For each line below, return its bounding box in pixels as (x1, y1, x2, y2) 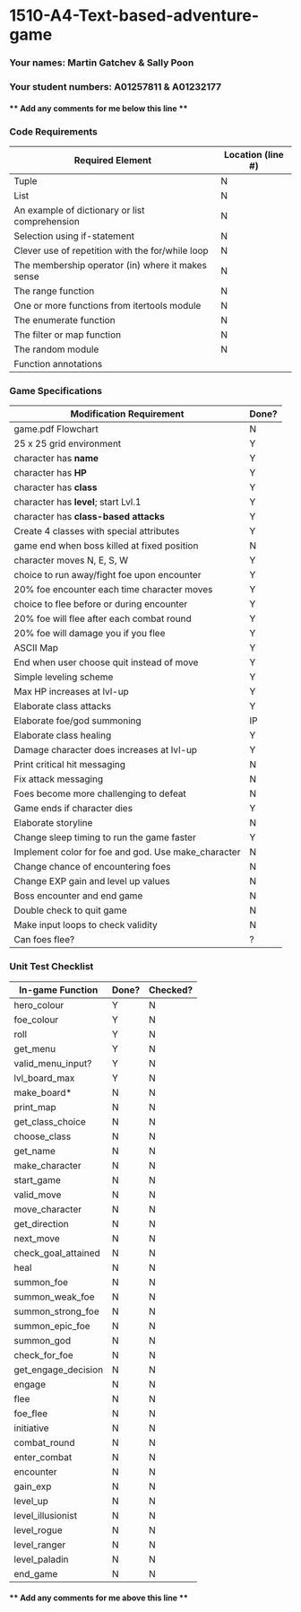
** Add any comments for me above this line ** (9, 1592, 188, 1603)
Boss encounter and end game (13, 889, 143, 902)
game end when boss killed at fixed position (13, 539, 199, 552)
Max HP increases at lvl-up (13, 686, 130, 698)
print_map (13, 1100, 56, 1113)
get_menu (13, 1042, 56, 1055)
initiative (13, 1422, 49, 1434)
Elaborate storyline (13, 817, 93, 829)
